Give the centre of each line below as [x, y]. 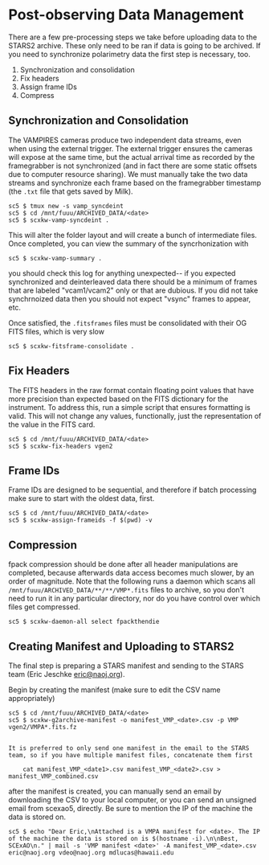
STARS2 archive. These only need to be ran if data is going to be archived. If [134, 45]
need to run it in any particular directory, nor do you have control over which [134, 599]
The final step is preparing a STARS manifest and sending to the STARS [126, 666]
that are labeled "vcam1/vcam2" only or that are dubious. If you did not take [133, 290]
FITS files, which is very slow [56, 331]
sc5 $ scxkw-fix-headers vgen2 [61, 446]
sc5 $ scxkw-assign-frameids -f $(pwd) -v [80, 520]
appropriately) [32, 698]
